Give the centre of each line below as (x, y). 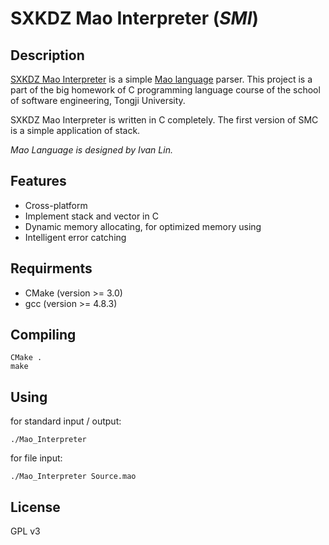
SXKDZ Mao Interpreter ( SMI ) (135, 18)
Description (47, 55)
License (35, 507)
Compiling (43, 335)
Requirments (51, 268)
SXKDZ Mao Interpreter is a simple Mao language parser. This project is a (161, 79)
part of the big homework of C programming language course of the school (165, 90)
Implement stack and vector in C (91, 216)
